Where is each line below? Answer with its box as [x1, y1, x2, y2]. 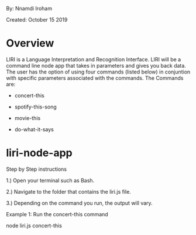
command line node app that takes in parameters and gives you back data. [6, 62, 186, 69]
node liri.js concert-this [6, 222, 63, 229]
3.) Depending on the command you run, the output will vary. [6, 199, 153, 206]
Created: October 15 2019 [6, 16, 68, 23]
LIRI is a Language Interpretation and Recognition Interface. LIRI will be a [6, 55, 181, 63]
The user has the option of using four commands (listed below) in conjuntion [6, 68, 191, 75]
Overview [6, 37, 54, 50]
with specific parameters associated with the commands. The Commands [6, 74, 184, 81]
